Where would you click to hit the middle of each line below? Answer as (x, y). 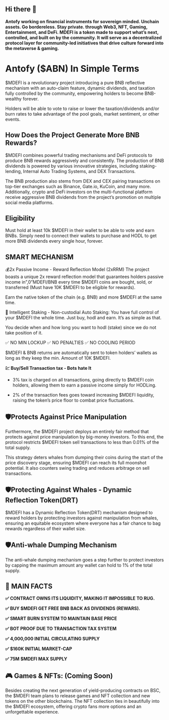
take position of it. (24, 333)
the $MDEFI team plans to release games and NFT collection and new (78, 696)
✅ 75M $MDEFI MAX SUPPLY (36, 659)
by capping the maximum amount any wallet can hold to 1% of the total (79, 565)
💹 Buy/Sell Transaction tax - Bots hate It (48, 368)
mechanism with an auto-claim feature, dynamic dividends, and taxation (80, 88)
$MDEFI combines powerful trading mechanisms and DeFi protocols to (79, 155)
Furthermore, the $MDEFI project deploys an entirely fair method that (77, 431)
